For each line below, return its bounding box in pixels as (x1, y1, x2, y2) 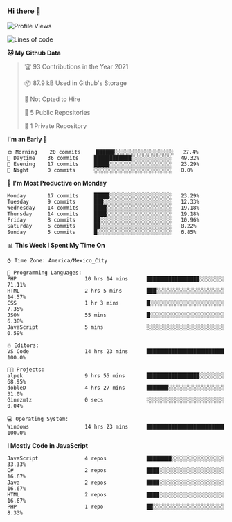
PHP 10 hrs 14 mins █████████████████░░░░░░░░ (7, 276, 225, 282)
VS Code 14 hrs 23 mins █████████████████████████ (7, 348, 225, 355)
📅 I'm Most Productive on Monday (7, 179, 107, 188)
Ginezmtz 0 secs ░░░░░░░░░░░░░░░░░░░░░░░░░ (7, 397, 225, 404)
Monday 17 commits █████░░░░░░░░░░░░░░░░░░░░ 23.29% (7, 192, 199, 199)
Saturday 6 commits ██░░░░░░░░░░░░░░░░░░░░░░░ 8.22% (7, 223, 197, 230)
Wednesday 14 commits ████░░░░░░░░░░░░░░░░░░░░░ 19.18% (7, 204, 199, 212)
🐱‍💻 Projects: (7, 366, 45, 373)
